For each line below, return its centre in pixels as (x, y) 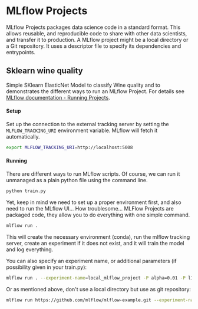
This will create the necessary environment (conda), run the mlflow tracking (98, 236)
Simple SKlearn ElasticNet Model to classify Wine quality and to (83, 85)
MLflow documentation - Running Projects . (58, 97)
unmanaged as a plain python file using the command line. (77, 180)
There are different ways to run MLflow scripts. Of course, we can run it (93, 174)
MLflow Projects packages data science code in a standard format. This (93, 27)
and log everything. (30, 249)
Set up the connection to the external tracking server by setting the (88, 124)
